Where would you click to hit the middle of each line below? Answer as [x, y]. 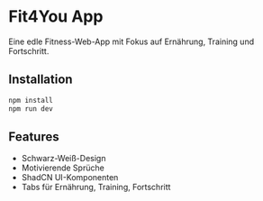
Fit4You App [56, 17]
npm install [31, 100]
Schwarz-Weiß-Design [63, 159]
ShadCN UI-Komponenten [70, 178]
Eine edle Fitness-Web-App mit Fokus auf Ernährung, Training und [131, 41]
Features [34, 137]
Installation [41, 80]
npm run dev [31, 109]
